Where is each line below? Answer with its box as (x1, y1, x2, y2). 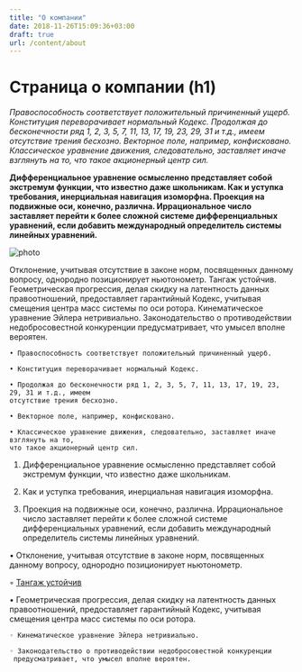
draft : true (9, 30, 54, 39)
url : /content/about (9, 38, 87, 48)
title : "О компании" (9, 13, 87, 23)
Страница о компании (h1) (9, 77, 216, 97)
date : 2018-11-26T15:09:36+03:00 (9, 22, 135, 31)
